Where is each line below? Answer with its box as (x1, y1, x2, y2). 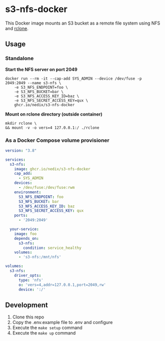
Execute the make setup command (12, 324, 82, 331)
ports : (14, 213, 28, 218)
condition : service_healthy (23, 245, 81, 250)
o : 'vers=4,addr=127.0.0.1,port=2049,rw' (18, 282, 106, 287)
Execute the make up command (12, 330, 76, 336)
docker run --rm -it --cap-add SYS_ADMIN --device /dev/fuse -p (5, 76, 142, 81)
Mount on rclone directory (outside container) (5, 111, 102, 117)
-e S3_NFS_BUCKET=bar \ (14, 89, 64, 94)
